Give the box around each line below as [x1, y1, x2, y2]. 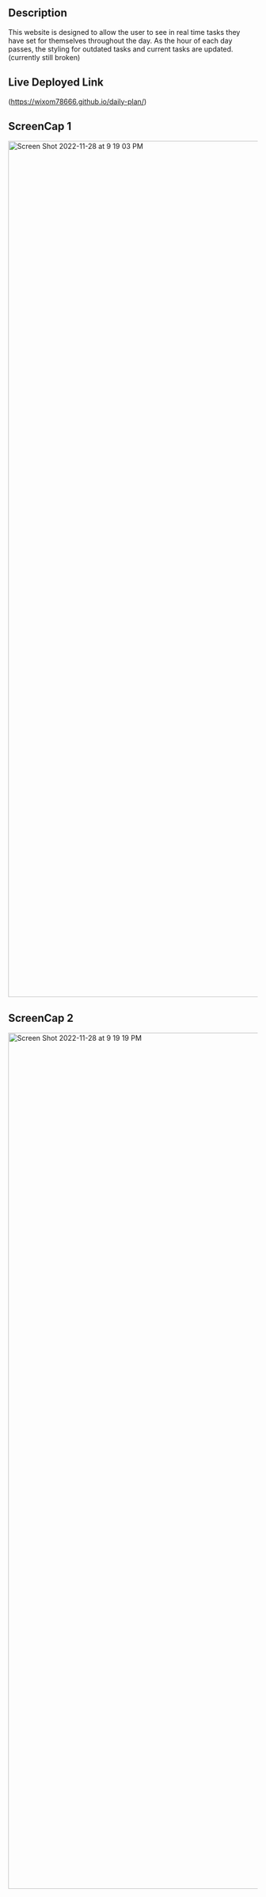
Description [8, 6, 67, 20]
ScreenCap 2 [8, 1011, 74, 1025]
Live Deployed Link [8, 75, 104, 90]
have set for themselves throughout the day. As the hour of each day [8, 36, 233, 45]
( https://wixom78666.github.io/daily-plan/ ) [8, 97, 147, 106]
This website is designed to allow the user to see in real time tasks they [8, 27, 241, 36]
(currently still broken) [8, 52, 81, 62]
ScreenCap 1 [8, 120, 72, 133]
